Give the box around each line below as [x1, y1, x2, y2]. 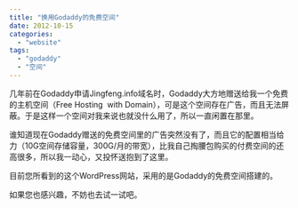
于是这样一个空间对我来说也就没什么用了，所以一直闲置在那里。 [24, 110, 259, 121]
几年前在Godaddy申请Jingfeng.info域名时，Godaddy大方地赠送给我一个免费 [9, 88, 289, 99]
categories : [9, 29, 53, 38]
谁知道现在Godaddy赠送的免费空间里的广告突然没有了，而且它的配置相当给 [9, 129, 285, 140]
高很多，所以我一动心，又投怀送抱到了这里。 [9, 151, 173, 162]
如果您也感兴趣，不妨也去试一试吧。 [9, 188, 142, 200]
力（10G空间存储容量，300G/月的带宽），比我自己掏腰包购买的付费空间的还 [9, 140, 285, 151]
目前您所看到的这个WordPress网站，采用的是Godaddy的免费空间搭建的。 [9, 170, 278, 180]
